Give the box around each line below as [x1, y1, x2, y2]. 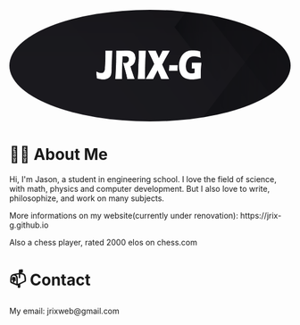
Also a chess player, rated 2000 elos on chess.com [9, 237, 198, 247]
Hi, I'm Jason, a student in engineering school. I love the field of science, [9, 173, 277, 184]
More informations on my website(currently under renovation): [9, 210, 238, 221]
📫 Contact [9, 270, 91, 290]
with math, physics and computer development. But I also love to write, [9, 183, 271, 194]
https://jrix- [239, 210, 282, 221]
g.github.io [9, 220, 49, 230]
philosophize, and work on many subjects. [9, 193, 165, 204]
